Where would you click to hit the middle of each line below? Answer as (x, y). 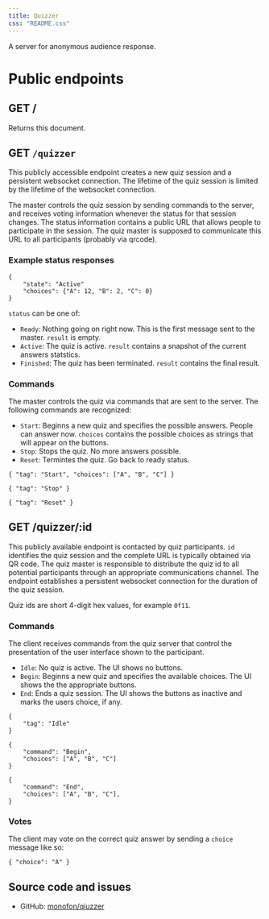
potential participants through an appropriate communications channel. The (134, 572)
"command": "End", (54, 787)
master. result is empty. (60, 337)
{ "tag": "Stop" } (39, 488)
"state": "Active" (54, 284)
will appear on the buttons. (64, 442)
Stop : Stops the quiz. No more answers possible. (100, 451)
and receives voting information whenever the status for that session (122, 213)
